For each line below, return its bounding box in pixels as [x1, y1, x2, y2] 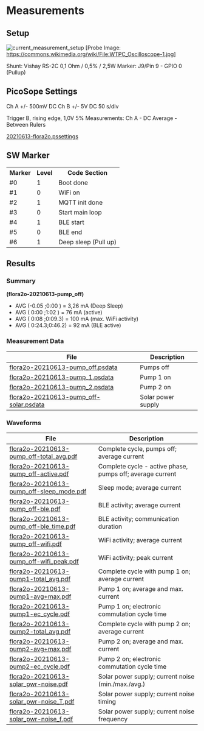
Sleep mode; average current [98, 483, 182, 492]
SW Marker [6, 150, 50, 161]
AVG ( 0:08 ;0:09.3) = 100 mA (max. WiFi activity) [15, 315, 138, 323]
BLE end [58, 228, 83, 236]
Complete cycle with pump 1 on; [98, 567, 191, 576]
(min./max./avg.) [98, 680, 146, 688]
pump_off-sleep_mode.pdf [9, 487, 87, 495]
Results [6, 258, 36, 269]
